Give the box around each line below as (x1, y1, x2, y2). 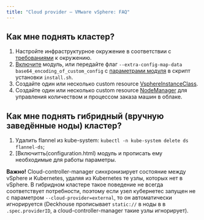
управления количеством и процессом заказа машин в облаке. (15, 93, 183, 101)
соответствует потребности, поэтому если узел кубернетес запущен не (6, 188, 196, 195)
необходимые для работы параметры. (15, 156, 116, 164)
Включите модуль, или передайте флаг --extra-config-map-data (15, 61, 183, 68)
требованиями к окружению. (15, 54, 92, 62)
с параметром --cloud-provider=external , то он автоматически (6, 194, 173, 202)
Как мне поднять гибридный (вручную (6, 111, 164, 121)
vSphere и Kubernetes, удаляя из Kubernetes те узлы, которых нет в (6, 175, 183, 182)
